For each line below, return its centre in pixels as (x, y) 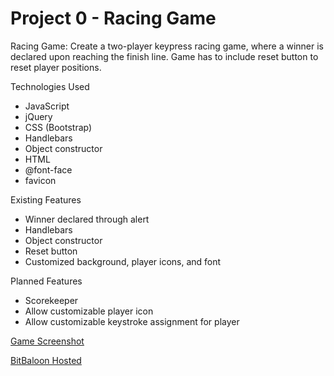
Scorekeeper (51, 300)
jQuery (38, 116)
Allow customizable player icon (89, 311)
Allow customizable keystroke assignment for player (132, 321)
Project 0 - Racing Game (113, 18)
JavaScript (47, 106)
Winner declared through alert (87, 219)
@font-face (48, 169)
